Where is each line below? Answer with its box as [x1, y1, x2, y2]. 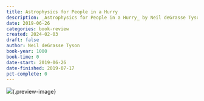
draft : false [6, 37, 39, 43]
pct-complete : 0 [6, 71, 47, 77]
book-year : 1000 [6, 48, 47, 54]
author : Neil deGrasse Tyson [6, 43, 80, 49]
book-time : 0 [6, 54, 39, 60]
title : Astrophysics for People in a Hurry [6, 8, 118, 15]
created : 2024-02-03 [6, 31, 59, 37]
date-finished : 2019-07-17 [6, 65, 75, 71]
